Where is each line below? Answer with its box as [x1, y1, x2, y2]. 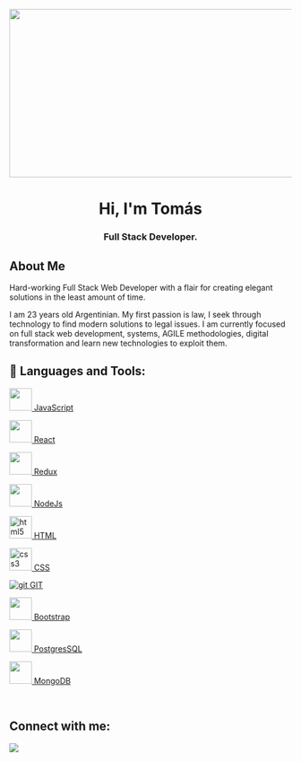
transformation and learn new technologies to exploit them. [9, 337, 228, 348]
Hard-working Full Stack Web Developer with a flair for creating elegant [9, 282, 273, 293]
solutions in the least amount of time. [9, 292, 146, 302]
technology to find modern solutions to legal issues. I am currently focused [9, 319, 286, 329]
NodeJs [33, 498, 63, 509]
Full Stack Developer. [103, 231, 198, 243]
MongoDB [33, 675, 72, 686]
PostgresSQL [33, 643, 82, 654]
